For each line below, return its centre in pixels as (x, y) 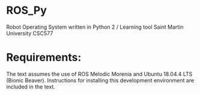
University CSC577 (30, 33)
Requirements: (44, 58)
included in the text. (31, 87)
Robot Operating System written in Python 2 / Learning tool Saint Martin (95, 27)
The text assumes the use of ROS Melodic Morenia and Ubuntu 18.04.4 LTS (99, 74)
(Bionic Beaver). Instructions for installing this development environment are (100, 80)
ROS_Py (26, 10)
